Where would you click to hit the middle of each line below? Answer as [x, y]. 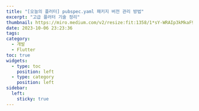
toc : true [18, 55]
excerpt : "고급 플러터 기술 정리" [43, 17]
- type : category [33, 77]
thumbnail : [20, 22]
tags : [13, 33]
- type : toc [26, 66]
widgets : [17, 60]
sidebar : [17, 88]
